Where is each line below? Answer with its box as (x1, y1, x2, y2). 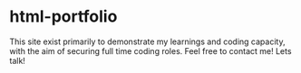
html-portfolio (9, 6, 118, 27)
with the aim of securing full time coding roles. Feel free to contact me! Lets (9, 45, 292, 56)
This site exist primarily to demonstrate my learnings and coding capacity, (9, 36, 286, 47)
